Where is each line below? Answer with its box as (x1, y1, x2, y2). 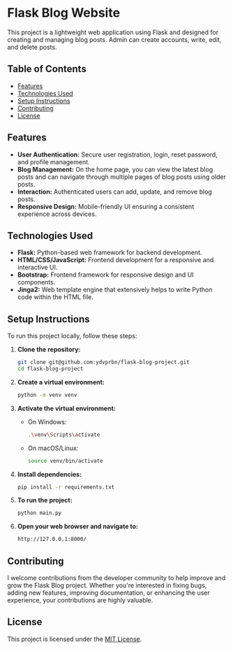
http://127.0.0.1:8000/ (17, 536, 87, 543)
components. (17, 278, 56, 287)
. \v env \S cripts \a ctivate (27, 431, 100, 438)
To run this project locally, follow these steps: (7, 332, 137, 340)
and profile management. (17, 157, 90, 166)
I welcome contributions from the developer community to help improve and (7, 574, 226, 582)
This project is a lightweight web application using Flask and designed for (7, 28, 218, 36)
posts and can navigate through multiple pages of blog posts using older (17, 173, 227, 181)
